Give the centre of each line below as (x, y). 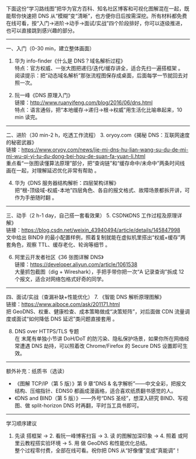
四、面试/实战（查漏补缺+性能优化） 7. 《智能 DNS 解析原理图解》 (85, 297)
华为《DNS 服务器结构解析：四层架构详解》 (67, 183)
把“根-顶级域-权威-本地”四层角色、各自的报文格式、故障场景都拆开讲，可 (102, 190)
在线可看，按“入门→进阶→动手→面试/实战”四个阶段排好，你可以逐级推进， (96, 23)
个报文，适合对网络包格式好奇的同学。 (60, 279)
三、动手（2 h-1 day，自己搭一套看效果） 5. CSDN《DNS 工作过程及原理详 (94, 215)
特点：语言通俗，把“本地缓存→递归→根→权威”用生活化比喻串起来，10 (98, 110)
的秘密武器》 (21, 142)
